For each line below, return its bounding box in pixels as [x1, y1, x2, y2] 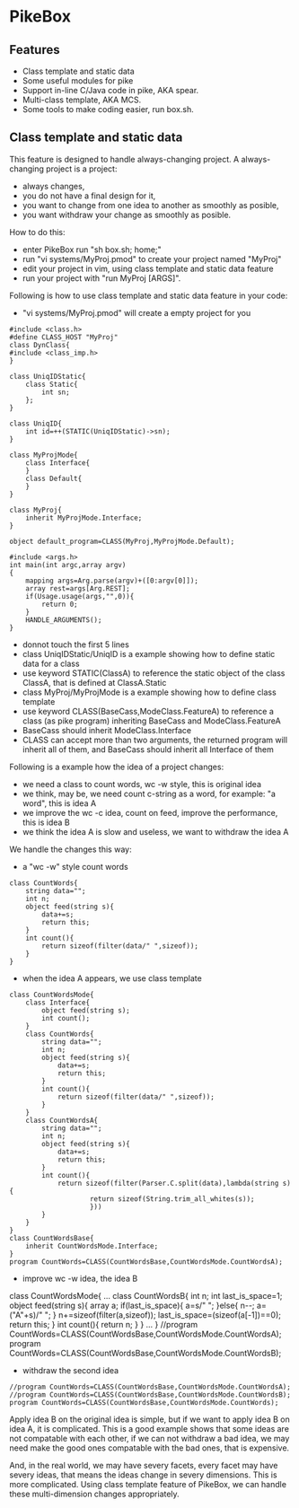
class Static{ [25, 380, 78, 389]
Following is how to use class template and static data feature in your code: [9, 290, 288, 301]
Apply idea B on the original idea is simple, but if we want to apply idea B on [9, 1414, 290, 1425]
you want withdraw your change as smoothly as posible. [22, 209, 232, 220]
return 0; [41, 600, 78, 609]
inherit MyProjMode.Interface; [25, 513, 143, 522]
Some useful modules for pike [22, 75, 134, 86]
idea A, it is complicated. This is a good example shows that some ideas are [9, 1423, 290, 1433]
